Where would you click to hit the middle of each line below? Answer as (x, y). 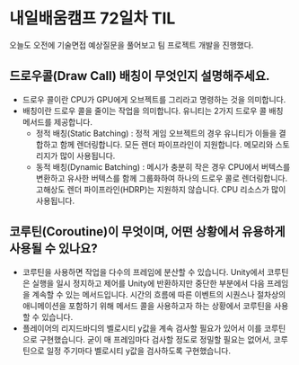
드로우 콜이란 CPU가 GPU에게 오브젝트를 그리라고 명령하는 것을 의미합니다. (154, 99)
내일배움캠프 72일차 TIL (92, 18)
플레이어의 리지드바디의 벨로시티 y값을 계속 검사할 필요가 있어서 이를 (142, 328)
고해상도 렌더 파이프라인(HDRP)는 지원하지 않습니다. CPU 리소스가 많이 (161, 189)
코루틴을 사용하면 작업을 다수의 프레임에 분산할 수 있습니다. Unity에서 (143, 272)
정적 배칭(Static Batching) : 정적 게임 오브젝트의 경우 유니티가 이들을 (156, 133)
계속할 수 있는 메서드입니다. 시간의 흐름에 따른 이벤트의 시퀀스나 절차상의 (159, 294)
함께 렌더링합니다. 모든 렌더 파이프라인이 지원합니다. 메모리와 (167, 144)
